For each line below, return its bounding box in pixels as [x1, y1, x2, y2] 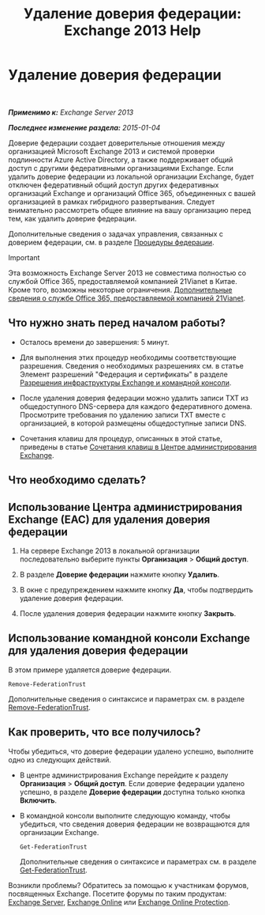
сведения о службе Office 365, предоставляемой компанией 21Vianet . [8, 293, 246, 303]
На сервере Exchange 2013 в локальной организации [19, 546, 200, 555]
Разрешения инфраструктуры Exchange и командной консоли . [19, 377, 232, 388]
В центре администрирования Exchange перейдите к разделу [19, 770, 229, 780]
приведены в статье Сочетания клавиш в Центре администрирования [19, 442, 257, 452]
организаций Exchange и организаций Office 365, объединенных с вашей [8, 188, 256, 198]
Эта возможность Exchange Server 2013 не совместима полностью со [8, 268, 247, 278]
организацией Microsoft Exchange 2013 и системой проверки [8, 146, 215, 156]
